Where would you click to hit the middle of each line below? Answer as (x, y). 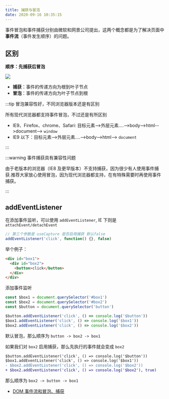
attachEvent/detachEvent (31, 225)
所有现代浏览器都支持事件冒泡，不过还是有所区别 (56, 115)
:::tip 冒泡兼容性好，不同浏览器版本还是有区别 (52, 104)
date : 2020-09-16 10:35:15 (34, 15)
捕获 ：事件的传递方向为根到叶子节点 (50, 87)
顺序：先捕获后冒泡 (25, 67)
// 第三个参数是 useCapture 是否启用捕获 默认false (55, 234)
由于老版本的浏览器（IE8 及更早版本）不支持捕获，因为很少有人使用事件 (80, 169)
